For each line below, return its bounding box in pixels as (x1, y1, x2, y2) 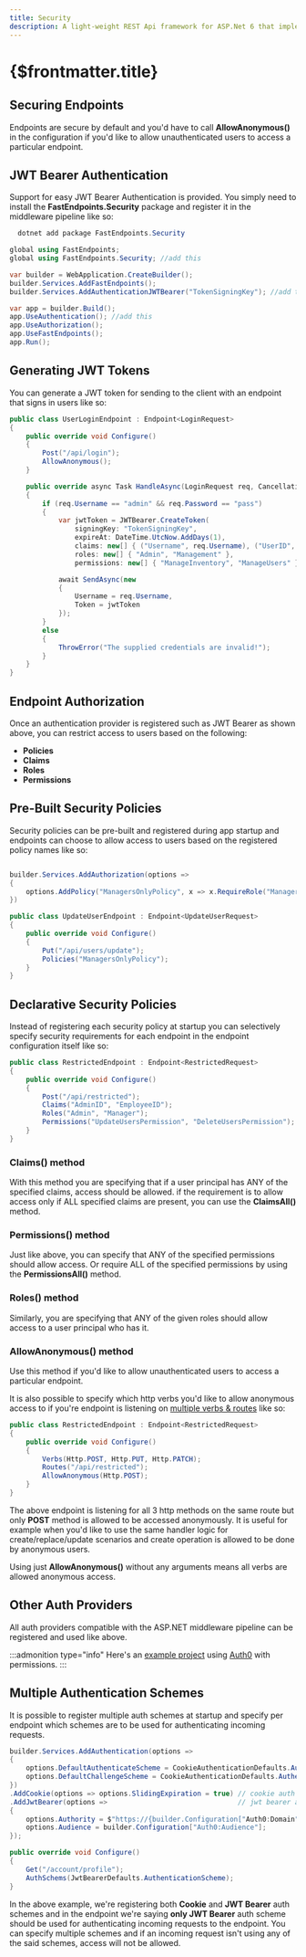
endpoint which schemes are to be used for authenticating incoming (9, 1719, 266, 1731)
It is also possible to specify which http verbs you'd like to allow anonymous (9, 1394, 294, 1404)
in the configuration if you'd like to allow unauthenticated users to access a (9, 132, 291, 142)
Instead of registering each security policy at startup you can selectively (9, 1021, 280, 1032)
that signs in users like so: (9, 396, 107, 407)
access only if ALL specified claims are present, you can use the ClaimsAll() (9, 1196, 297, 1207)
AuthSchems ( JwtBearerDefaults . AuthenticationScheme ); (25, 1873, 234, 1882)
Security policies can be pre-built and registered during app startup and (9, 825, 280, 836)
